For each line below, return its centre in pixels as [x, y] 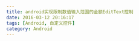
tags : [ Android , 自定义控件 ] [41, 23]
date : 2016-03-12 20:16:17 [40, 17]
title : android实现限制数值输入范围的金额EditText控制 [70, 12]
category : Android [29, 29]
